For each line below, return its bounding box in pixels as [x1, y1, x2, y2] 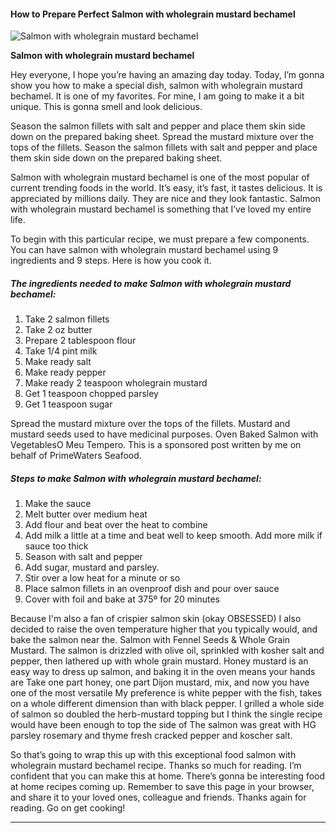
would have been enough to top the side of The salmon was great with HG [10, 719, 317, 731]
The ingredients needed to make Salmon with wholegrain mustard [10, 277, 292, 289]
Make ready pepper [24, 366, 107, 379]
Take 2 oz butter [24, 324, 93, 336]
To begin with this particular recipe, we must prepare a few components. [10, 233, 310, 245]
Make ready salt [24, 356, 92, 368]
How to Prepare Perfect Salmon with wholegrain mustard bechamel [10, 8, 296, 20]
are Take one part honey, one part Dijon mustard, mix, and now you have [10, 676, 310, 689]
